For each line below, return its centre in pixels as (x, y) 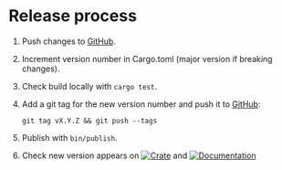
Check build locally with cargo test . (89, 86)
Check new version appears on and (104, 155)
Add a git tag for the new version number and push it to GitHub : (141, 104)
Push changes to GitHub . (68, 41)
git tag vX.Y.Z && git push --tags (89, 121)
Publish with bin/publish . (69, 137)
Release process (73, 16)
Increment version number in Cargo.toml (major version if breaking (147, 58)
